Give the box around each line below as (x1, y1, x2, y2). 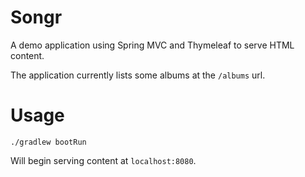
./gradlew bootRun (10, 137, 87, 147)
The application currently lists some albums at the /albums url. (10, 69, 266, 81)
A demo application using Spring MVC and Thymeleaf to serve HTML (10, 39, 295, 51)
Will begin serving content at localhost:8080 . (10, 154, 197, 166)
